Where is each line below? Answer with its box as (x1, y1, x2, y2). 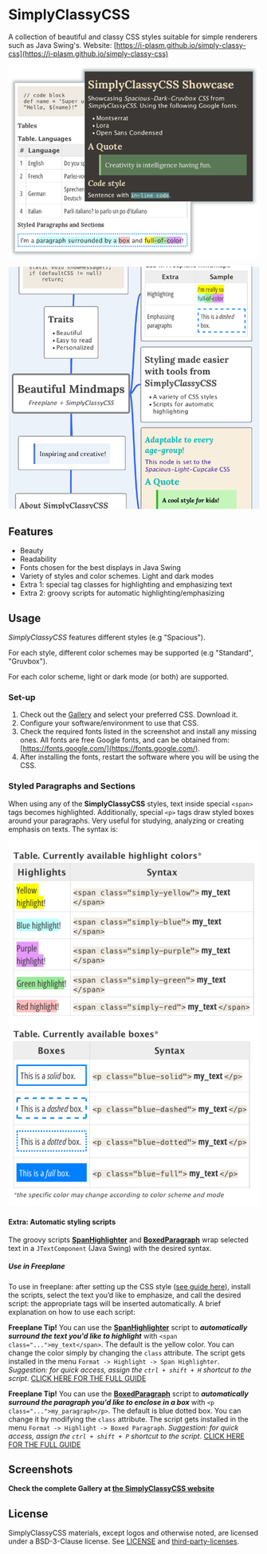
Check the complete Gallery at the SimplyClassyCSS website (8, 1484, 215, 1493)
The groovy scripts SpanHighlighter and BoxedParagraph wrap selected (8, 1234, 249, 1245)
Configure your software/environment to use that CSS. (19, 718, 199, 728)
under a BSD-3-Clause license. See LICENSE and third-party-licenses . (8, 1536, 240, 1546)
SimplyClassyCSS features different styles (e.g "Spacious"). (8, 632, 206, 643)
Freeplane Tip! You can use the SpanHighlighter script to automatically (8, 1322, 248, 1332)
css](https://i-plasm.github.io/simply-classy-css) (8, 49, 169, 58)
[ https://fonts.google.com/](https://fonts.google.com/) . (19, 744, 201, 753)
